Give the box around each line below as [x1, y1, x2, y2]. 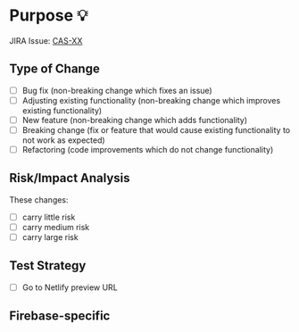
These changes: [9, 194, 69, 205]
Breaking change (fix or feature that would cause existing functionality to [21, 124, 291, 135]
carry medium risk [21, 221, 90, 232]
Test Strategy [9, 258, 87, 273]
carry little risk [21, 212, 76, 222]
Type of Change [9, 62, 100, 77]
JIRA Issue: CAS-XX [9, 35, 83, 46]
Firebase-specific [9, 309, 111, 324]
